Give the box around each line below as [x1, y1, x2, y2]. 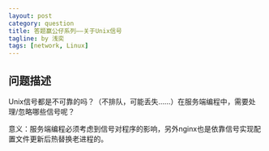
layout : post [8, 11, 53, 20]
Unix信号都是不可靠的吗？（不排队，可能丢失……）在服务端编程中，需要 [8, 96, 249, 106]
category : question [8, 19, 75, 27]
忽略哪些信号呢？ [18, 107, 75, 116]
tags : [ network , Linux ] [8, 42, 89, 50]
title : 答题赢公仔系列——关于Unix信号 [8, 27, 122, 35]
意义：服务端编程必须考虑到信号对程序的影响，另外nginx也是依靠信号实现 [8, 124, 254, 133]
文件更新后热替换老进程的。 [15, 134, 108, 144]
